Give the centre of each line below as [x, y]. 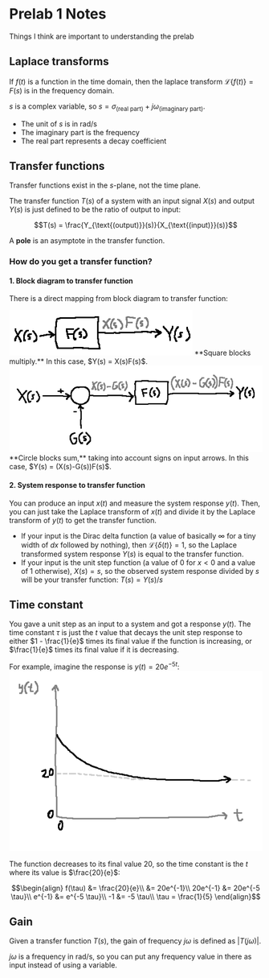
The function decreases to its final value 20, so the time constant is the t [128, 864]
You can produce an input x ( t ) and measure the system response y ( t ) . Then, [134, 503]
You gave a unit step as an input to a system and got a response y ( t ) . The [130, 624]
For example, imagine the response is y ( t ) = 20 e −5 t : [94, 666]
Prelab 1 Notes [58, 14]
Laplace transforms [59, 62]
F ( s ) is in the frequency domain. [62, 90]
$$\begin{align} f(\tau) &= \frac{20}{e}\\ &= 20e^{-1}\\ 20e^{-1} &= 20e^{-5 [136, 888]
